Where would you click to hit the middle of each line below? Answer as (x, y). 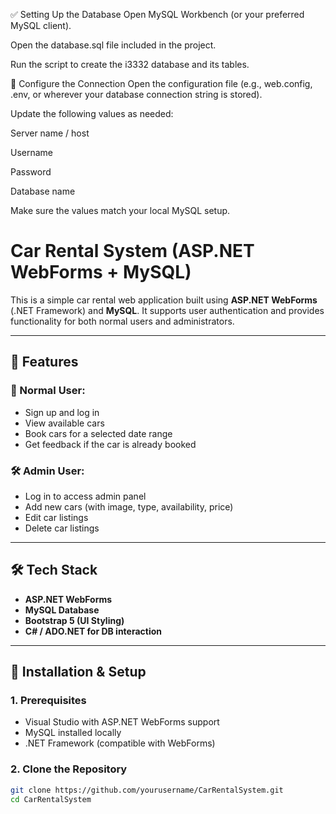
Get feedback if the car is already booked (110, 444)
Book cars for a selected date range (98, 433)
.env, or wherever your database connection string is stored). (136, 94)
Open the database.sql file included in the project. (113, 45)
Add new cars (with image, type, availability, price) (129, 506)
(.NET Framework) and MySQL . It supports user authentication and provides (167, 310)
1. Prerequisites (48, 701)
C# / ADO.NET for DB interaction (93, 631)
